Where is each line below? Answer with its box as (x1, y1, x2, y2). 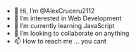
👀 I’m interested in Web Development (13, 14, 122, 22)
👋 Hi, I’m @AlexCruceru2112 (13, 7, 95, 15)
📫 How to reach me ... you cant (13, 37, 107, 45)
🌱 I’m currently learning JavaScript (13, 22, 115, 30)
